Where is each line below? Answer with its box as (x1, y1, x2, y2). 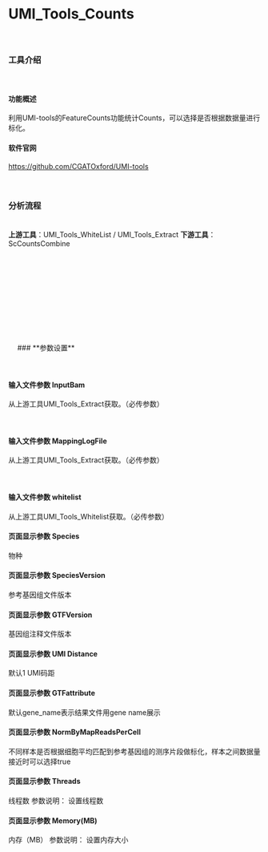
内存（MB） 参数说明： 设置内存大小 (8, 835, 129, 845)
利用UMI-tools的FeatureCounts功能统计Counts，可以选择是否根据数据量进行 (8, 113, 261, 123)
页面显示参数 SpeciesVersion (8, 571, 106, 580)
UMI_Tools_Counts (8, 5, 134, 23)
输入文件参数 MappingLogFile (8, 436, 107, 446)
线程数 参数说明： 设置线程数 (8, 795, 104, 806)
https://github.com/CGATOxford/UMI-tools (8, 161, 150, 171)
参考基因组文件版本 (8, 590, 72, 600)
